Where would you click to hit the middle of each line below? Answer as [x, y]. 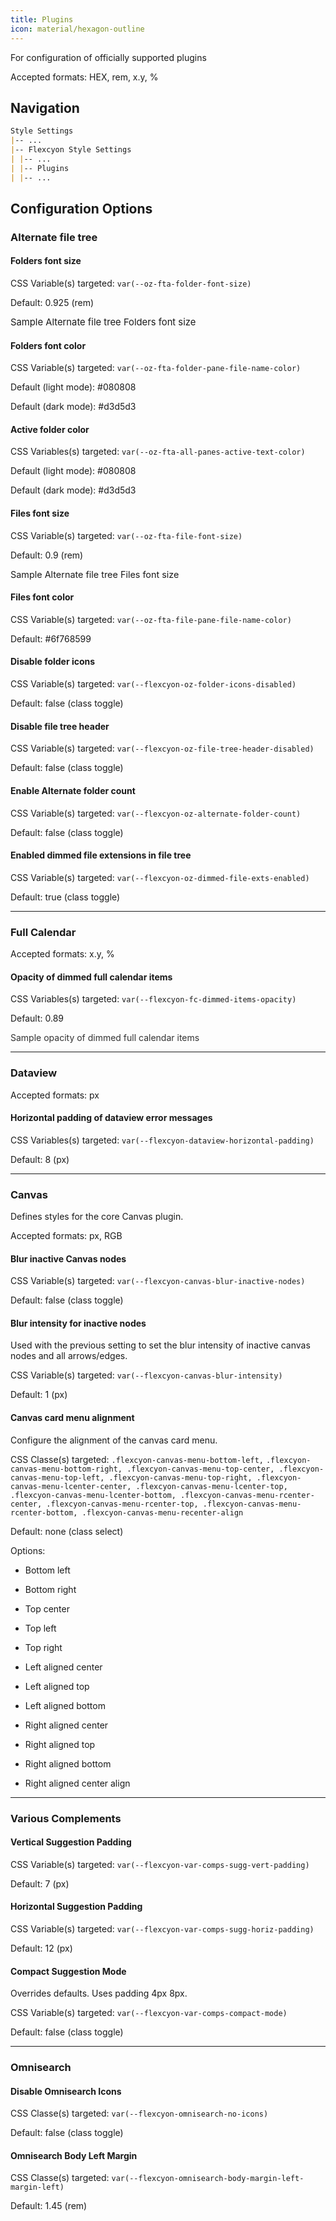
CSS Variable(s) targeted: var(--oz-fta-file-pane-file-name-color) [151, 619]
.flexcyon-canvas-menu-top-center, [200, 1469]
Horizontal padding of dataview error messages [111, 1118]
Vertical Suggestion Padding [71, 1842]
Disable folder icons [53, 662]
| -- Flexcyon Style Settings [71, 150]
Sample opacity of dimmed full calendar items [105, 1038]
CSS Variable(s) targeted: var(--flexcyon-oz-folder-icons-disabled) [153, 684]
